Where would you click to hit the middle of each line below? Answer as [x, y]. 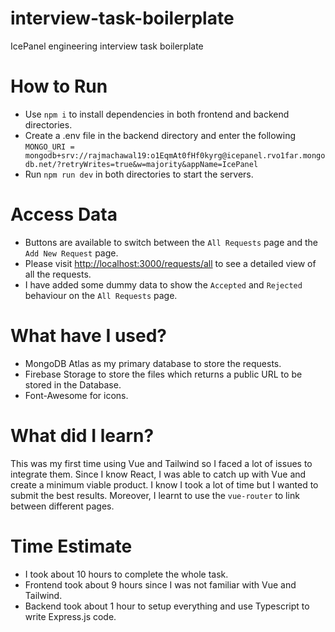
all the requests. [58, 274]
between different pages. [62, 506]
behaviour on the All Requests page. [101, 295]
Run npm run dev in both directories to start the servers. [139, 174]
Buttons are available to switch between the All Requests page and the [171, 242]
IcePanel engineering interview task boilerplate [107, 46]
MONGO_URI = [49, 147]
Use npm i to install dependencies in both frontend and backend [157, 114]
